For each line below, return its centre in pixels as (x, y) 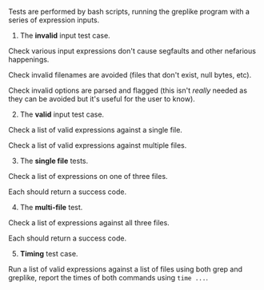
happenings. (29, 60)
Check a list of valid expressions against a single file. (95, 130)
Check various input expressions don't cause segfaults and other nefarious (132, 51)
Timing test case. (49, 254)
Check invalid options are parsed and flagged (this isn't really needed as (128, 90)
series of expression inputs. (54, 20)
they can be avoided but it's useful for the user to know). (102, 99)
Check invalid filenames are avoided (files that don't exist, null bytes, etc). (130, 75)
